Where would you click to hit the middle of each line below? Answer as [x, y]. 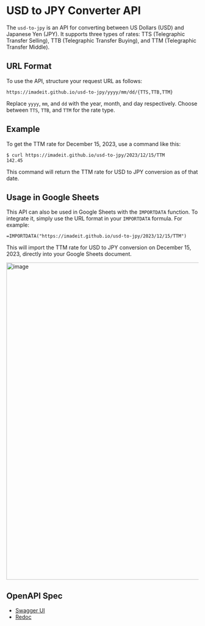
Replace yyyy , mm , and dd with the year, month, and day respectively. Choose [102, 103]
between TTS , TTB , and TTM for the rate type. [61, 110]
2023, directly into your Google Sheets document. [69, 254]
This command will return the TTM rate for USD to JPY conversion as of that [102, 172]
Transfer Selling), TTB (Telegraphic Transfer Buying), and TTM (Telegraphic [102, 40]
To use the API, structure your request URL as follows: [74, 81]
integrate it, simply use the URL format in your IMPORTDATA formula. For [95, 219]
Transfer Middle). [28, 47]
